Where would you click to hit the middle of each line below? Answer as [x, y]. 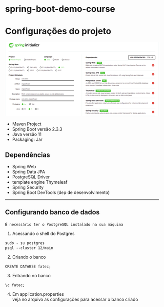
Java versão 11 [27, 134]
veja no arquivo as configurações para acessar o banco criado [75, 299]
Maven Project [27, 124]
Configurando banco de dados [52, 212]
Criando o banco [29, 257]
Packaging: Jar [27, 139]
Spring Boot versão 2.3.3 [37, 129]
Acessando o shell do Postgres [43, 233]
